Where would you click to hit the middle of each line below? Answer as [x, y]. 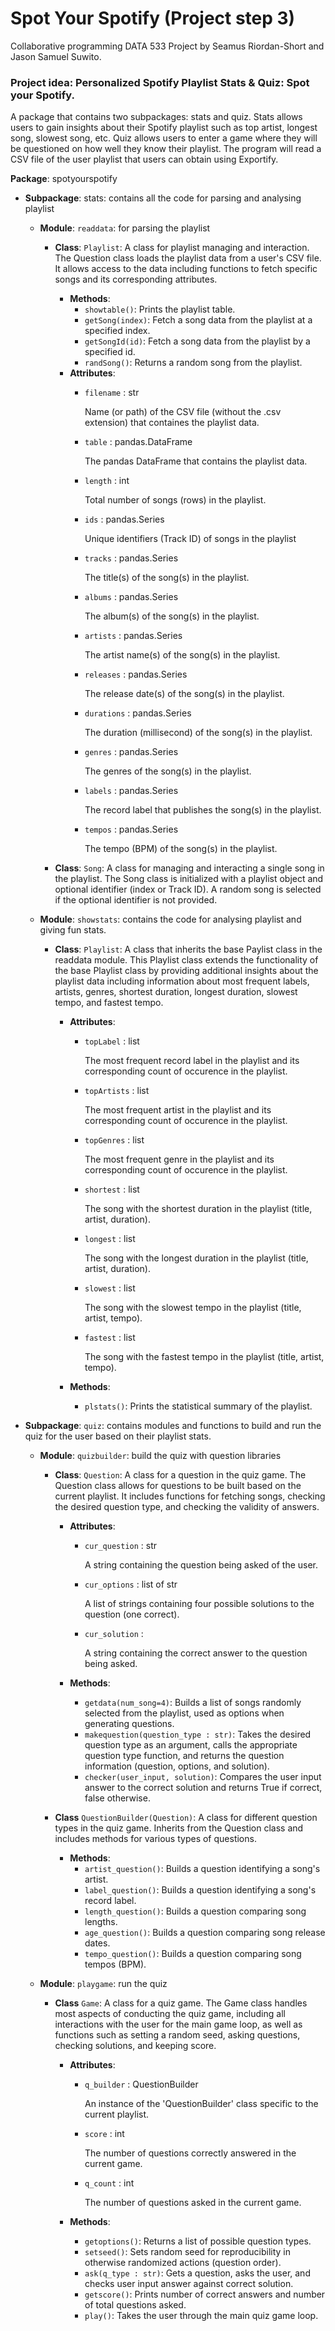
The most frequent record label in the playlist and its [192, 1061]
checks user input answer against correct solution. [189, 2284]
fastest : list [110, 1338]
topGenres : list [114, 1140]
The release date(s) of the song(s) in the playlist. [184, 694]
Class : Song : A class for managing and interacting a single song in [189, 868]
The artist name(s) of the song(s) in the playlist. [182, 655]
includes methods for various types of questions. [155, 1839]
